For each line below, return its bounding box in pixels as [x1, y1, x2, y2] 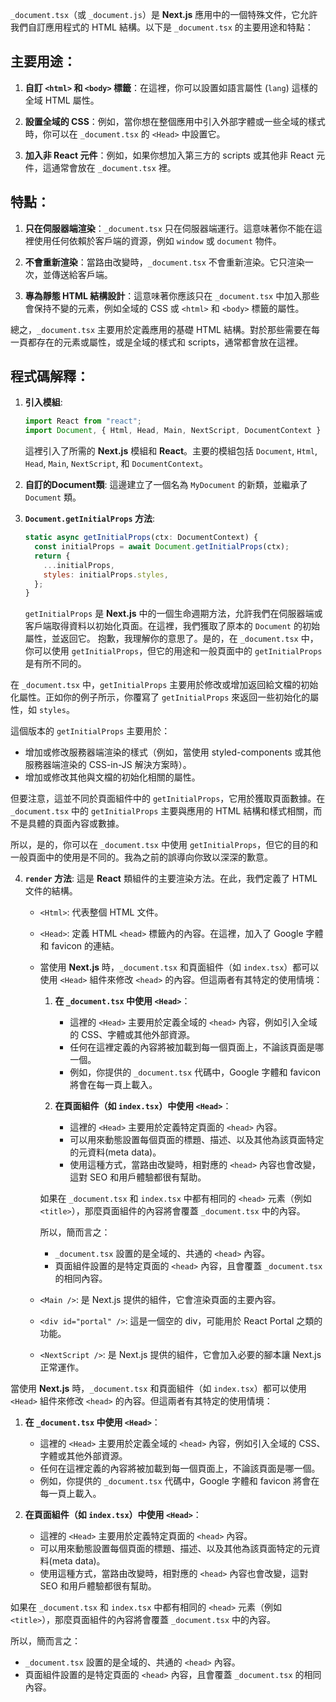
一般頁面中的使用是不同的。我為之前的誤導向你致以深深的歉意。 [10, 851, 273, 863]
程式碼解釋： [10, 368, 90, 385]
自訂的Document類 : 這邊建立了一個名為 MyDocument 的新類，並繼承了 [24, 479, 308, 491]
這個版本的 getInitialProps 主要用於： [10, 725, 171, 737]
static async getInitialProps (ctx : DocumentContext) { [24, 533, 259, 543]
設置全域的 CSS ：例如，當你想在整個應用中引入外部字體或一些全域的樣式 [24, 115, 326, 127]
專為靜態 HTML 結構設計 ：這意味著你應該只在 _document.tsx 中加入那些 [24, 289, 320, 302]
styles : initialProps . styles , [43, 569, 169, 580]
